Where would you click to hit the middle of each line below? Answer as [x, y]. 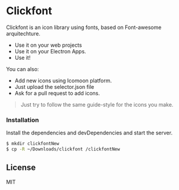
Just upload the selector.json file [54, 86]
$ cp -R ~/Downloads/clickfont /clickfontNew [63, 149]
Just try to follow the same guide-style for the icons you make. [97, 104]
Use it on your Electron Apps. [51, 51]
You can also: [23, 69]
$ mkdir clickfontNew [33, 144]
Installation [23, 120]
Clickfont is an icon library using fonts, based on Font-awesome [84, 27]
